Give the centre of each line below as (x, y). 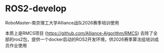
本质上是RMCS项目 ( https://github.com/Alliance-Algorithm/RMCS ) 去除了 (79, 33)
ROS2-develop (36, 9)
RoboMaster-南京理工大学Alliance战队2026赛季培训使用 (62, 23)
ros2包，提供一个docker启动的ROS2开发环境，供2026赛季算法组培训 (84, 39)
